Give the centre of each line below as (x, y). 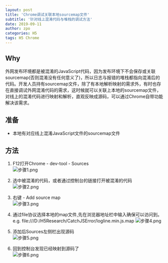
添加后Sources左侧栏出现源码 (43, 232)
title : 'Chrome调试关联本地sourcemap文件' (47, 15)
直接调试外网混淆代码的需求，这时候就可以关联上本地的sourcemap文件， (85, 90)
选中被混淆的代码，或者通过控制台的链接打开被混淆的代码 (72, 181)
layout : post (19, 10)
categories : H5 (21, 33)
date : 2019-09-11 (23, 24)
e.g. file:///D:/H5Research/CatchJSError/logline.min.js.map (73, 221)
